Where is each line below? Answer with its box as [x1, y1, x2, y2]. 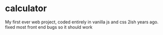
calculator [5, 3, 47, 14]
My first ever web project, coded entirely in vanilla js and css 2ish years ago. [5, 19, 159, 25]
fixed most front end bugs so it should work [5, 24, 92, 30]
